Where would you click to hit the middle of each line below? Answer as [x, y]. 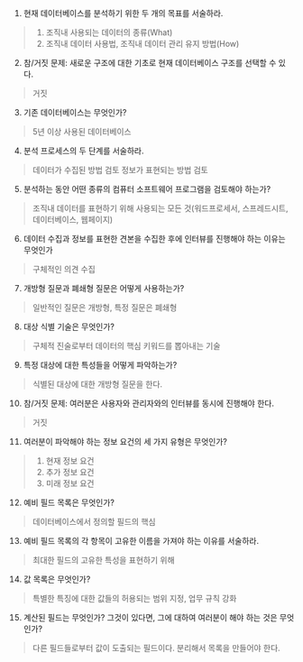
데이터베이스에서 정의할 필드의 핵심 [94, 522]
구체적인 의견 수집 [64, 269]
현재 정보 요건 [70, 461]
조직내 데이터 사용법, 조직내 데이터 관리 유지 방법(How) [142, 44]
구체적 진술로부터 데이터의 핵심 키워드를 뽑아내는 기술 [126, 346]
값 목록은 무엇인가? [57, 579]
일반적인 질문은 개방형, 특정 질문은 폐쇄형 [105, 308]
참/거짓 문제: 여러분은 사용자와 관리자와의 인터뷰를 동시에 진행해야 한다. [148, 403]
